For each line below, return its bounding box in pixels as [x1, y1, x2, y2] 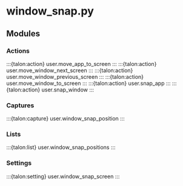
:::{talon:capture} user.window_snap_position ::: [6, 115, 125, 122]
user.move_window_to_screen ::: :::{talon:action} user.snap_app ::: [6, 79, 171, 87]
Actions [6, 47, 30, 55]
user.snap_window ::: [41, 86, 95, 93]
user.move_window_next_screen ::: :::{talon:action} [6, 67, 133, 74]
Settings [6, 159, 32, 167]
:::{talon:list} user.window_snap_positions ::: [6, 144, 116, 151]
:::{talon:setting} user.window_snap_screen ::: [6, 173, 120, 180]
